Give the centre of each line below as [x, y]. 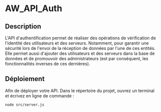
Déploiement [25, 79]
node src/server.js [25, 105]
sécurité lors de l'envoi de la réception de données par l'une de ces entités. [80, 48]
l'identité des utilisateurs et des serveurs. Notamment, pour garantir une [77, 43]
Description [23, 26]
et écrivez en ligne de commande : [40, 96]
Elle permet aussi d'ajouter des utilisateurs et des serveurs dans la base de [80, 53]
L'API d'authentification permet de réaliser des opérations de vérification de [80, 38]
